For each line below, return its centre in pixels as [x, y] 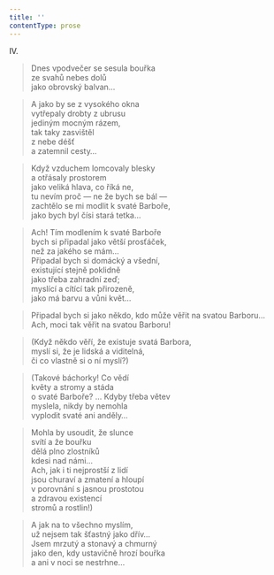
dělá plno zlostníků [65, 451]
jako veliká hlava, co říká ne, [82, 187]
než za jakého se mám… [75, 251]
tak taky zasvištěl [62, 132]
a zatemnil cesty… [64, 150]
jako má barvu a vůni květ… [81, 298]
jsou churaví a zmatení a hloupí [87, 479]
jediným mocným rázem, [76, 123]
